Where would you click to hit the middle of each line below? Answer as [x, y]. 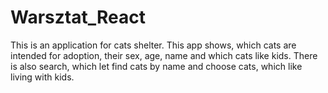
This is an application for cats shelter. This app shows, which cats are [153, 45]
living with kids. [42, 77]
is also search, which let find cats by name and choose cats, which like [156, 66]
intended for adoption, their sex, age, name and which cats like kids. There [164, 55]
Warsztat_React [78, 17]
